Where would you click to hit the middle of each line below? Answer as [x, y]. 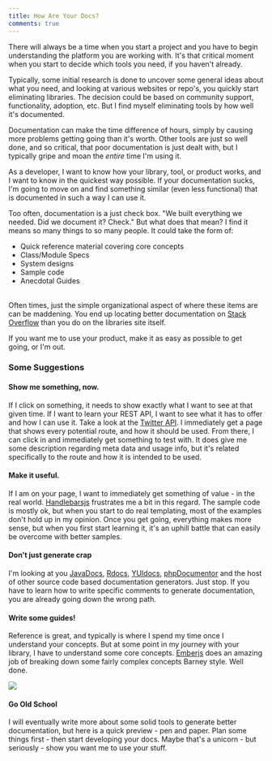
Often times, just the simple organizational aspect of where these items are [133, 305]
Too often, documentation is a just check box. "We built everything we [125, 213]
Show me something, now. [54, 387]
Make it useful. [34, 475]
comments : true [34, 24]
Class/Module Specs [55, 255]
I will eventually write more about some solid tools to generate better [123, 722]
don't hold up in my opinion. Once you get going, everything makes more [130, 519]
